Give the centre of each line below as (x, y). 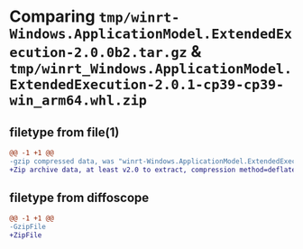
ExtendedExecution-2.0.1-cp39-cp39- (147, 85)
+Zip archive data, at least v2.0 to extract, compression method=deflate (153, 170)
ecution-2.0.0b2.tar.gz (98, 53)
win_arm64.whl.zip (78, 101)
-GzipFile (28, 227)
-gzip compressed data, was (62, 161)
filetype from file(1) (64, 132)
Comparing (52, 17)
